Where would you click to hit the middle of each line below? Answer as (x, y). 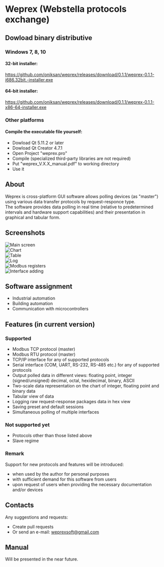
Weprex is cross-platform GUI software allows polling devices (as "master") (82, 196)
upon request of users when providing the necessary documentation (82, 484)
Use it (18, 169)
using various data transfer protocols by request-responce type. (70, 201)
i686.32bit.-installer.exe (29, 79)
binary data (24, 391)
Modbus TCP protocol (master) (44, 349)
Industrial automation (34, 298)
